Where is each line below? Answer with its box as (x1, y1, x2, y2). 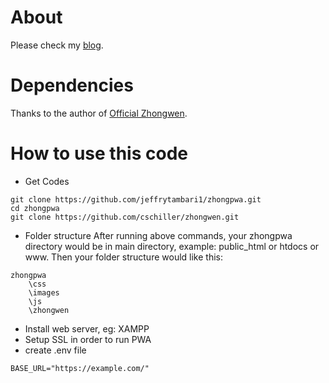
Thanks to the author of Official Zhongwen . (10, 107, 188, 119)
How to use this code (10, 142, 188, 165)
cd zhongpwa (10, 203, 60, 213)
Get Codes (24, 175, 70, 187)
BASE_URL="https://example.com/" (10, 363, 150, 373)
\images (28, 287, 60, 298)
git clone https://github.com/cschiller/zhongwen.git (10, 212, 240, 222)
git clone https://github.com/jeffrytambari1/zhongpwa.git (10, 194, 262, 205)
